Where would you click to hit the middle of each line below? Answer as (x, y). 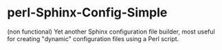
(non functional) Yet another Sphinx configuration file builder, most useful (111, 32)
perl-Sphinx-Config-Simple (87, 13)
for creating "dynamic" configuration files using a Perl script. (93, 38)
